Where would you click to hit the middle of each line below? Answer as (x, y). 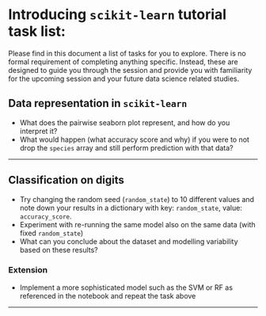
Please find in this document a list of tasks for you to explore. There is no (127, 53)
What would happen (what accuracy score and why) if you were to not (134, 139)
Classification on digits (66, 180)
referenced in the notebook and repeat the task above (108, 295)
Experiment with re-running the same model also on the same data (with (137, 224)
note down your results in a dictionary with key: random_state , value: (131, 207)
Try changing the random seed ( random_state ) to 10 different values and (137, 199)
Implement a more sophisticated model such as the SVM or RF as (126, 287)
